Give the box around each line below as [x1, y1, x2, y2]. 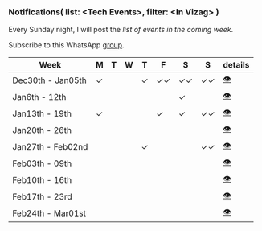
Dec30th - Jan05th [12, 75, 87, 86]
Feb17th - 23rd [12, 191, 72, 202]
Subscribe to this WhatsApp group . [8, 40, 125, 50]
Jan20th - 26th [12, 124, 72, 135]
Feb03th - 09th [12, 158, 72, 169]
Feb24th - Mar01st [12, 208, 87, 219]
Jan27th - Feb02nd [12, 141, 88, 152]
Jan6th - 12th [12, 91, 67, 102]
